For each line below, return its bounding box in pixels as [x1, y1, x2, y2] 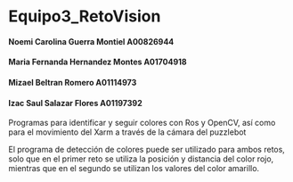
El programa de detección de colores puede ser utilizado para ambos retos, [8, 145, 286, 155]
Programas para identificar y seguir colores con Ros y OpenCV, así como [8, 118, 276, 128]
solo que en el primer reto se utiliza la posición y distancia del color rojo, [8, 153, 274, 164]
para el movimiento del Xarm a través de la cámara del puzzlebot [8, 127, 247, 137]
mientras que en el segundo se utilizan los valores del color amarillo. [8, 163, 260, 174]
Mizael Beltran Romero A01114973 [8, 77, 137, 87]
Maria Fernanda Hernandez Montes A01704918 [8, 56, 188, 68]
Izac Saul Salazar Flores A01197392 [8, 97, 143, 108]
